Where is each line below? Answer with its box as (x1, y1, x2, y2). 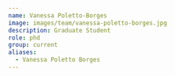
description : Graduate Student (8, 26, 111, 34)
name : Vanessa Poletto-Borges (8, 11, 108, 20)
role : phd (8, 33, 41, 42)
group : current (8, 41, 58, 49)
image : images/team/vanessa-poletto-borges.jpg (8, 19, 168, 27)
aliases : (8, 48, 37, 56)
